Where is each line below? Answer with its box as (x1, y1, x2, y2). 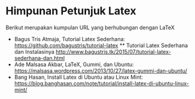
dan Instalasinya (14, 48, 55, 55)
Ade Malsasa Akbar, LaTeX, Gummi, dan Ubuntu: (14, 61, 134, 68)
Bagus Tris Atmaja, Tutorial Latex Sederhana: (14, 35, 126, 42)
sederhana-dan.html (14, 54, 65, 61)
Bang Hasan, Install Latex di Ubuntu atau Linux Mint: (14, 73, 143, 81)
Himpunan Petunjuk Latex (5, 4, 136, 18)
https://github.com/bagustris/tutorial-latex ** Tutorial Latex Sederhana (14, 42, 188, 49)
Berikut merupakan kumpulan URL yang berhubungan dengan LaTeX (5, 24, 175, 31)
